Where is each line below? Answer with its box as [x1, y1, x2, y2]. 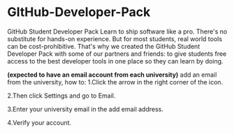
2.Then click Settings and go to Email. [7, 91, 116, 100]
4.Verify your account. [7, 118, 72, 126]
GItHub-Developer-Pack [7, 4, 151, 20]
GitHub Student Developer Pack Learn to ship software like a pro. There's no [7, 27, 228, 36]
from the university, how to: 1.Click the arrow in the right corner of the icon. [7, 77, 224, 86]
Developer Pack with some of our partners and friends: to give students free [7, 50, 227, 58]
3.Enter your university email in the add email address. [7, 105, 164, 113]
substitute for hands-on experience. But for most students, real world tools [7, 34, 222, 43]
